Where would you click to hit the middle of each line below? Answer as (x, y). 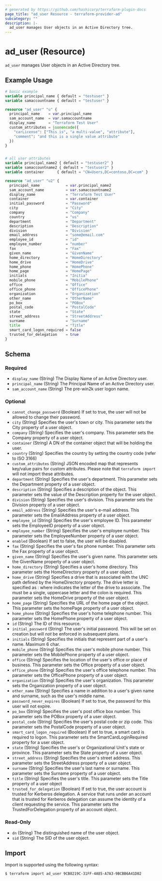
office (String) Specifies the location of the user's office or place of (80, 660)
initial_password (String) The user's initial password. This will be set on (84, 629)
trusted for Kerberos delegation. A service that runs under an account (81, 794)
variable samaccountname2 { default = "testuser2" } (59, 168)
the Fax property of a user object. (45, 552)
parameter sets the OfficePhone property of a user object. (70, 675)
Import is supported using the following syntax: (52, 865)
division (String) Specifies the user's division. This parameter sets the (82, 500)
